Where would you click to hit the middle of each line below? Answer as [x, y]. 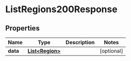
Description [80, 42]
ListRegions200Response [61, 9]
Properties [23, 28]
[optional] [111, 51]
